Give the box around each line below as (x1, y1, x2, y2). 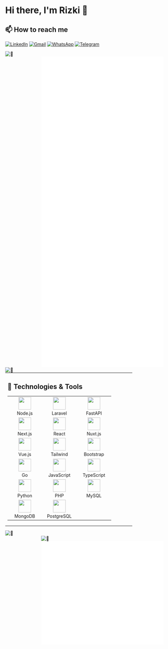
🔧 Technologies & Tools (7, 382, 83, 391)
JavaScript (48, 472, 71, 478)
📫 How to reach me (5, 25, 68, 34)
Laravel (52, 410, 67, 416)
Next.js (17, 431, 32, 437)
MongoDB (14, 513, 35, 519)
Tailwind (50, 452, 68, 458)
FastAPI (86, 410, 102, 416)
